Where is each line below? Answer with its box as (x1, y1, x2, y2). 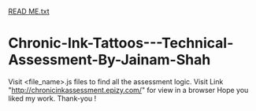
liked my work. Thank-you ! (8, 94, 97, 103)
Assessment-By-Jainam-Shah (8, 51, 211, 69)
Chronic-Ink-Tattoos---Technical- (8, 35, 234, 52)
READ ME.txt (8, 7, 50, 16)
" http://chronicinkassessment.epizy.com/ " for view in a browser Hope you (8, 85, 249, 94)
